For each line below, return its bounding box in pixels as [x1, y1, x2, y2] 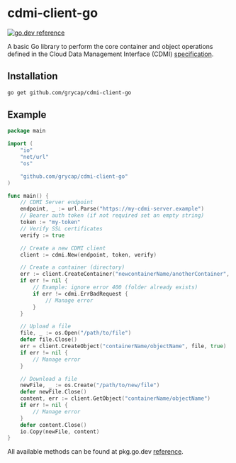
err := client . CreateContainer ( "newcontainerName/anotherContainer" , [20, 271, 230, 278]
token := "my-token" [20, 218, 81, 226]
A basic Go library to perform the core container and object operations [7, 42, 213, 50]
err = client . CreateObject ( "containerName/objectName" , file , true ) [20, 342, 227, 350]
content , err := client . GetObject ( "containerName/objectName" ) [20, 395, 211, 402]
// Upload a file [20, 323, 72, 330]
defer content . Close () [20, 421, 87, 428]
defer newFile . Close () [20, 389, 87, 396]
